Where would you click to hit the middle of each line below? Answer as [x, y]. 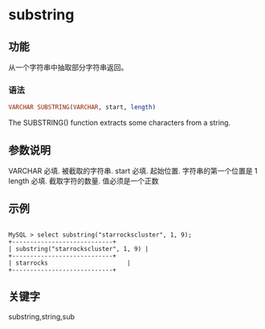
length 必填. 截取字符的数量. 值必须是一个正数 [84, 181]
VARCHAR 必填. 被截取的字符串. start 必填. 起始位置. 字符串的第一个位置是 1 [133, 171]
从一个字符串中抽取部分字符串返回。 [68, 67]
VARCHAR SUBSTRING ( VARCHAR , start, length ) [82, 107]
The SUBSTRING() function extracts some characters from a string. [120, 123]
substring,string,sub [41, 316]
